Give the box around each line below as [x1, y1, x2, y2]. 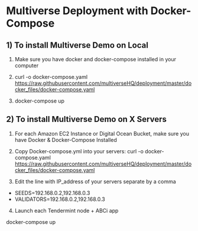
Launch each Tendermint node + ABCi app [14, 207, 119, 214]
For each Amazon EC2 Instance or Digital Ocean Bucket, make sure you [14, 130, 189, 137]
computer [14, 62, 39, 69]
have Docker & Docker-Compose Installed [14, 136, 117, 143]
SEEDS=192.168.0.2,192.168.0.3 [14, 189, 90, 196]
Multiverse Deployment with [6, 4, 149, 18]
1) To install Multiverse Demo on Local [6, 40, 149, 50]
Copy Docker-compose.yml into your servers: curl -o [14, 147, 144, 154]
